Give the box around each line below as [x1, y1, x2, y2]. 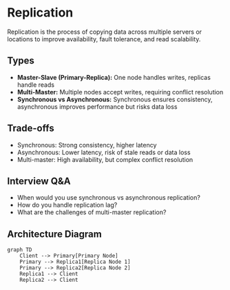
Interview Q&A [7, 175, 71, 187]
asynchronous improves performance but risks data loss [17, 102, 178, 111]
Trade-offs [7, 123, 54, 134]
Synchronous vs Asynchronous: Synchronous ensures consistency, [17, 95, 213, 103]
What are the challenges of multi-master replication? [17, 208, 167, 216]
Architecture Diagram [7, 228, 102, 240]
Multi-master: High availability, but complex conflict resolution [17, 155, 194, 163]
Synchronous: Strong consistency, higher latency [17, 141, 157, 149]
